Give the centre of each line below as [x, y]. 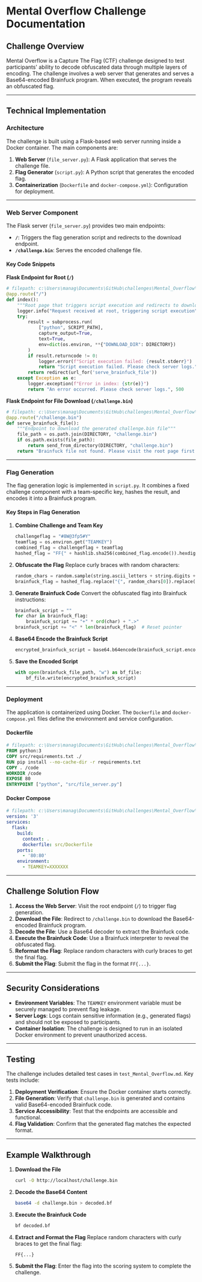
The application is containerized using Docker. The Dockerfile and [89, 712]
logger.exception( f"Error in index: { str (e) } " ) [88, 384]
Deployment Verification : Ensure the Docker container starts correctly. [103, 1092]
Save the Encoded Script [46, 661]
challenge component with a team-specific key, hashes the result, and [93, 492]
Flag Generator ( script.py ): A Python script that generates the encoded [104, 172]
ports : [25, 850]
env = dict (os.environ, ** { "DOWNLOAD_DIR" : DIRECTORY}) [107, 344]
